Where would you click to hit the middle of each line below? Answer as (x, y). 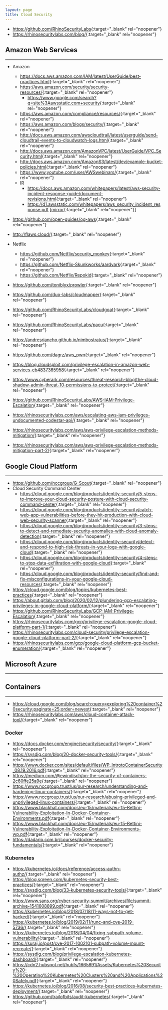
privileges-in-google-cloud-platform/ (50, 606)
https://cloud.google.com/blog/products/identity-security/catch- (86, 510)
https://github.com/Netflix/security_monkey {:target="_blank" (82, 254)
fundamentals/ (27, 845)
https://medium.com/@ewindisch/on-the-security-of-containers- (79, 776)
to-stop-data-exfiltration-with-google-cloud (65, 563)
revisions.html (42, 199)
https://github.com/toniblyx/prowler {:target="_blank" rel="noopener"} (84, 285)
